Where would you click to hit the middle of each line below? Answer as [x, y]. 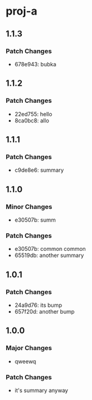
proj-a [22, 11]
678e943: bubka [35, 64]
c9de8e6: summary [39, 170]
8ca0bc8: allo [32, 121]
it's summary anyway [41, 390]
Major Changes [29, 348]
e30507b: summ [35, 220]
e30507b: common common [50, 249]
